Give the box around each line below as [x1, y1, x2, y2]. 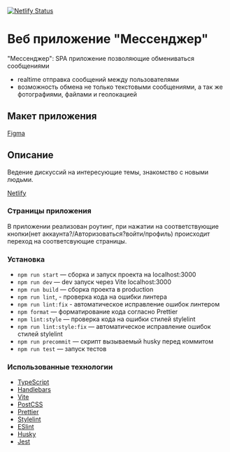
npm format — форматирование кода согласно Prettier [17, 308, 178, 316]
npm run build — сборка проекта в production [17, 285, 154, 294]
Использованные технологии [7, 362, 113, 372]
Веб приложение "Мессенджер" [7, 31, 208, 47]
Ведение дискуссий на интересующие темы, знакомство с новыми [7, 168, 209, 176]
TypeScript [17, 378, 50, 386]
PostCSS [17, 400, 43, 409]
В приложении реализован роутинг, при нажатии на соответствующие [7, 222, 219, 230]
